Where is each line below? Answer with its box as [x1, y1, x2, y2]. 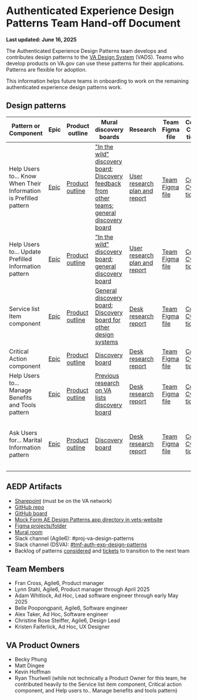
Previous [94, 371, 120, 380]
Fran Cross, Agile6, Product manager [14, 580, 104, 587]
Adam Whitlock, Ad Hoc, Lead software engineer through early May [14, 592, 179, 599]
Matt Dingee [14, 662, 45, 669]
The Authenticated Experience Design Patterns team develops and [6, 47, 167, 54]
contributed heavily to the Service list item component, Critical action [14, 681, 182, 688]
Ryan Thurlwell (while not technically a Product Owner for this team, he [14, 675, 186, 682]
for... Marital [9, 436, 42, 444]
